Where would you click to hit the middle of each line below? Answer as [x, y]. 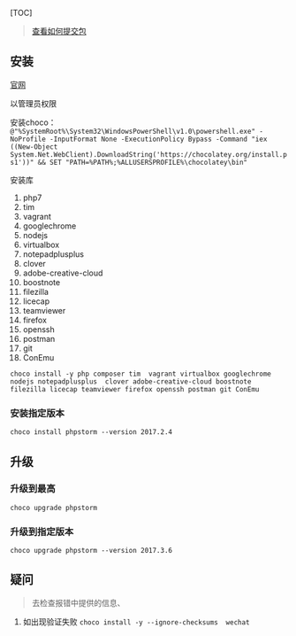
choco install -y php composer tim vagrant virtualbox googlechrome [141, 374]
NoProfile [28, 139]
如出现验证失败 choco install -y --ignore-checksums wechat [136, 621]
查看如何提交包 [59, 31]
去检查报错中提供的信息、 [78, 602]
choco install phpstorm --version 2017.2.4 [91, 432]
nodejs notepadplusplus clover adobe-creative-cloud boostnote [131, 381]
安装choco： [33, 122]
